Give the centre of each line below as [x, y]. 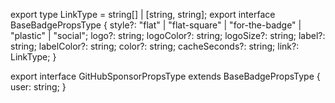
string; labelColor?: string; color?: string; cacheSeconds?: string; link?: [155, 46]
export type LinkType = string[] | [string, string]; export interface [143, 14]
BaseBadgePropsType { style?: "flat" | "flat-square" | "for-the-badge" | [156, 25]
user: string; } [38, 87]
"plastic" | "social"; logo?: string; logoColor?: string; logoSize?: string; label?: [168, 35]
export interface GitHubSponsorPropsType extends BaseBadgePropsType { [165, 76]
